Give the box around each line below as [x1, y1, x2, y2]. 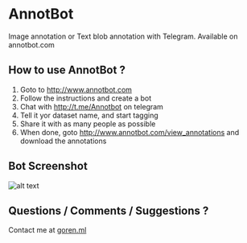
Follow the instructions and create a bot [19, 93, 152, 103]
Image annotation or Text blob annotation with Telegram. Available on [8, 31, 239, 41]
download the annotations [19, 136, 107, 146]
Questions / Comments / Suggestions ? [8, 204, 209, 217]
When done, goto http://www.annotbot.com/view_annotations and [19, 127, 240, 137]
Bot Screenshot [8, 159, 89, 173]
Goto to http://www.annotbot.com [19, 84, 133, 94]
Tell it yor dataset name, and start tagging [19, 110, 158, 120]
